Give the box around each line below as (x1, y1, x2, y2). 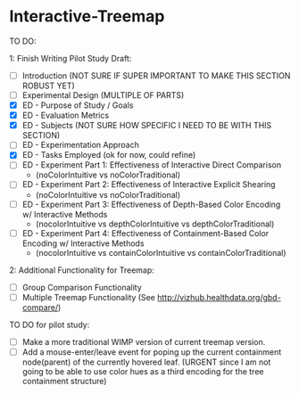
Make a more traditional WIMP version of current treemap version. (21, 336, 266, 347)
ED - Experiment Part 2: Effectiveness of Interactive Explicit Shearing (21, 179, 276, 190)
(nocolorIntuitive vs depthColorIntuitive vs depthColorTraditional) (35, 218, 275, 229)
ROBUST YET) (21, 80, 76, 91)
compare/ (21, 301, 59, 313)
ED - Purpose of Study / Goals (21, 100, 134, 111)
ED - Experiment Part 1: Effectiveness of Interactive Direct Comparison (21, 160, 282, 170)
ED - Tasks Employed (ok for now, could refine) (21, 150, 196, 160)
